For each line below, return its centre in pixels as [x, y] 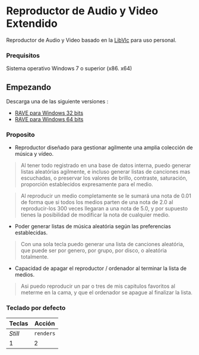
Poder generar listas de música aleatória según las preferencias [93, 227]
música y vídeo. [34, 154]
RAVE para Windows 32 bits [49, 113]
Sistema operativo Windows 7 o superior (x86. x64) [69, 68]
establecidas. [31, 233]
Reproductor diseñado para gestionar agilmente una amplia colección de [104, 147]
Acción [45, 323]
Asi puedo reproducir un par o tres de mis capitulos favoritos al [98, 286]
